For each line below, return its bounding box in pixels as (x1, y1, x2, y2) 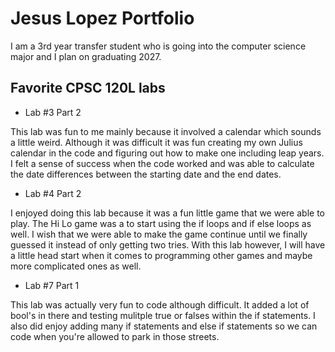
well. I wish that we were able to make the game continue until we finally (10, 228, 308, 240)
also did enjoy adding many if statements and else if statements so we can (10, 320, 318, 332)
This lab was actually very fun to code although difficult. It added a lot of (10, 298, 310, 311)
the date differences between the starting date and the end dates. (10, 168, 282, 180)
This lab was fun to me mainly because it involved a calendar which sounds (10, 125, 322, 137)
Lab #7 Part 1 (24, 279, 80, 291)
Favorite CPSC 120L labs (10, 80, 166, 97)
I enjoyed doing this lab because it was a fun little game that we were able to (10, 207, 325, 219)
